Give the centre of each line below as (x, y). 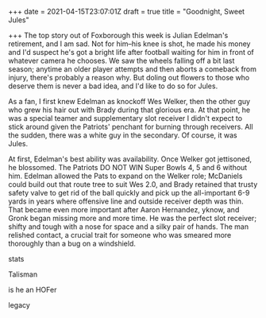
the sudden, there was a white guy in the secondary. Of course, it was (123, 135)
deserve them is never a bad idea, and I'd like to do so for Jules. (113, 86)
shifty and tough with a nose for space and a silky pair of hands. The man (128, 227)
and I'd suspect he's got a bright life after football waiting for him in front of (131, 52)
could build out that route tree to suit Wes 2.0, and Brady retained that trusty (133, 184)
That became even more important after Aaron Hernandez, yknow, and (124, 209)
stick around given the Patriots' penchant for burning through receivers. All (131, 127)
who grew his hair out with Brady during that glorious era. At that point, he (129, 110)
